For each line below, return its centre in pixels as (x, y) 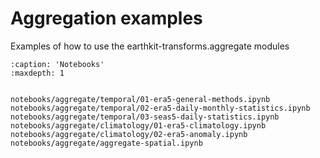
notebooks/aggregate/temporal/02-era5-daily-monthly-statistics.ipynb (160, 108)
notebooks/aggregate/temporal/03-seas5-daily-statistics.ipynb (145, 117)
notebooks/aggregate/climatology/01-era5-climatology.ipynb (138, 125)
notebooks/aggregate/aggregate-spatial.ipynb (106, 143)
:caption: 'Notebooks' (57, 64)
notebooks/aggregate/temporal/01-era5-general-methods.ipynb (140, 99)
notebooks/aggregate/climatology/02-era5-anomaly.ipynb (129, 134)
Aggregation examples (106, 18)
